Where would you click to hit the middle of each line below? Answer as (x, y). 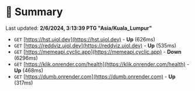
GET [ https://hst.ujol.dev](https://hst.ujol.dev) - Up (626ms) (85, 39)
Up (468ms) (29, 70)
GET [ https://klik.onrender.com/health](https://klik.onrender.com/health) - (102, 64)
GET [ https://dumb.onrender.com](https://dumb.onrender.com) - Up (95, 76)
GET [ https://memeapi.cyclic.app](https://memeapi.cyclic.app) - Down (97, 51)
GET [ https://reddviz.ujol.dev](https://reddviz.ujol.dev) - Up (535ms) (95, 45)
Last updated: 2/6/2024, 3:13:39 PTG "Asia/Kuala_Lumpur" (79, 28)
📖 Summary (34, 12)
